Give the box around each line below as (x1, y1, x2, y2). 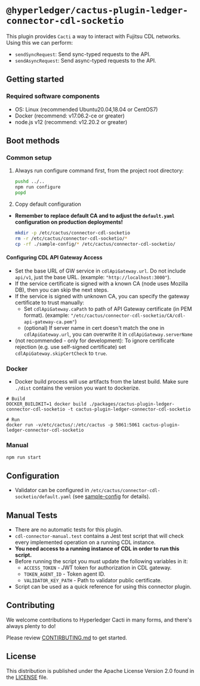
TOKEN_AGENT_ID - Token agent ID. (23, 570, 106, 577)
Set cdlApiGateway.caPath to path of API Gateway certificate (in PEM (23, 305, 192, 312)
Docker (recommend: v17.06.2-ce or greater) (14, 112, 125, 119)
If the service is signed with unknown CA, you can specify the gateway (14, 292, 190, 299)
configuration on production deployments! (14, 218, 124, 225)
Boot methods (6, 136, 60, 146)
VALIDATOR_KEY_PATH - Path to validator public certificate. (23, 576, 162, 583)
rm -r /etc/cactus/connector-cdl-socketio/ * (14, 235, 128, 242)
